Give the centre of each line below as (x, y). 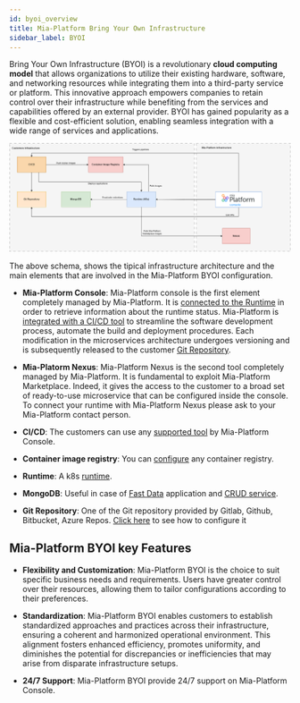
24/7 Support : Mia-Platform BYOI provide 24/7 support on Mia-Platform (154, 681)
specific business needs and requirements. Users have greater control (151, 579)
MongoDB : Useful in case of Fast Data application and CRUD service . (150, 493)
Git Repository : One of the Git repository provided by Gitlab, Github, (147, 511)
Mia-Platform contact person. (76, 414)
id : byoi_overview (43, 19)
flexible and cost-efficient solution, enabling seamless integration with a (142, 122)
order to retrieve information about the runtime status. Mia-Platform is (150, 311)
